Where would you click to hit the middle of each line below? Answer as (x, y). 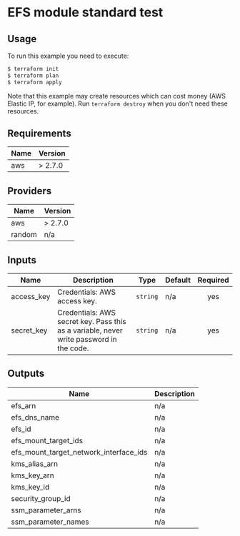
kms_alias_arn (35, 463)
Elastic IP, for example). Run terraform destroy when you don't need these (118, 103)
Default (178, 280)
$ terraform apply (35, 82)
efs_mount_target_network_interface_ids (79, 452)
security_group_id (41, 498)
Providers (30, 191)
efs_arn (24, 405)
